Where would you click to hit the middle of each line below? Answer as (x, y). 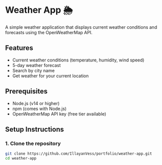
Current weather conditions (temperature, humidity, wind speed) (78, 60)
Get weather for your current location (50, 76)
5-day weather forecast (37, 65)
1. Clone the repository (33, 143)
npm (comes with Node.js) (40, 109)
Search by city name (33, 70)
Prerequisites (26, 91)
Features (19, 48)
